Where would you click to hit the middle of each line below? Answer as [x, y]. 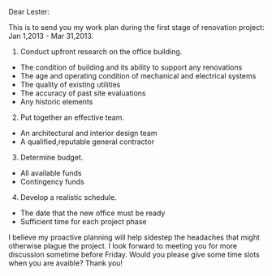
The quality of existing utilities [70, 85]
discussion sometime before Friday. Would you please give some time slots [134, 255]
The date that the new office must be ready [93, 213]
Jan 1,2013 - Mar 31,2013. [51, 36]
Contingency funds [52, 182]
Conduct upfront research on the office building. [101, 51]
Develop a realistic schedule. [69, 197]
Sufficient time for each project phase [84, 221]
